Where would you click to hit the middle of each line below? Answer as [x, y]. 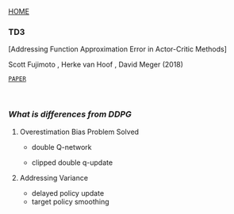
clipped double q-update [72, 162]
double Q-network [62, 147]
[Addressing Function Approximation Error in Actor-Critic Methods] [118, 49]
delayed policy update [68, 193]
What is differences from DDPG [70, 114]
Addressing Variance [54, 178]
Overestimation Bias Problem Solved [79, 132]
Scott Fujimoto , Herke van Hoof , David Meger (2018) [96, 65]
